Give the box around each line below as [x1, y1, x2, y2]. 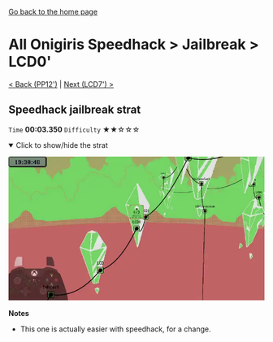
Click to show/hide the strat [15, 140, 108, 149]
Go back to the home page [8, 7, 98, 16]
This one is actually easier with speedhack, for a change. [19, 324, 211, 334]
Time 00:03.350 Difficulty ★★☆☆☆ [8, 124, 141, 134]
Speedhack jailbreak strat [8, 103, 141, 117]
